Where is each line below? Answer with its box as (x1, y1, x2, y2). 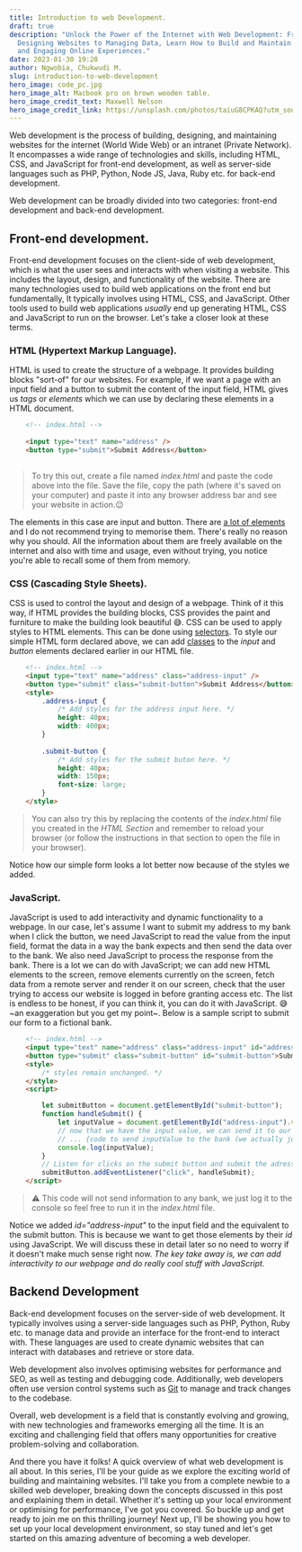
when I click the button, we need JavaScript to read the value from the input (9, 931, 290, 942)
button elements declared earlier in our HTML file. (9, 646, 194, 657)
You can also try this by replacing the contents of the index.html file (31, 812, 281, 824)
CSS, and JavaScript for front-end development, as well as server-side (9, 159, 271, 169)
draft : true (9, 22, 54, 31)
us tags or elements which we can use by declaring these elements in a (9, 394, 274, 404)
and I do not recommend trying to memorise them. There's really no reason (9, 526, 288, 537)
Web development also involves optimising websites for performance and (9, 1364, 281, 1375)
